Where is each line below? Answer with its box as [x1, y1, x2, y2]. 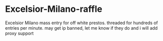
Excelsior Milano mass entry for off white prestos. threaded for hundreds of [5, 20, 159, 26]
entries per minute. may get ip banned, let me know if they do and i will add [5, 25, 158, 31]
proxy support [5, 30, 34, 36]
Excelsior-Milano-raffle [5, 3, 102, 15]
